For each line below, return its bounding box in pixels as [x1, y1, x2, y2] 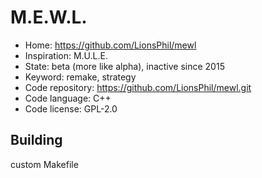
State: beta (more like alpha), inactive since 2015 [24, 60, 225, 72]
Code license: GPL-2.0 [24, 102, 118, 115]
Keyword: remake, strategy [24, 71, 137, 83]
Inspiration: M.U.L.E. [24, 49, 108, 61]
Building [10, 132, 63, 149]
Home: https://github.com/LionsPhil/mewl [24, 39, 197, 51]
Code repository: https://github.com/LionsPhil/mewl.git [24, 81, 252, 93]
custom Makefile [10, 158, 79, 170]
